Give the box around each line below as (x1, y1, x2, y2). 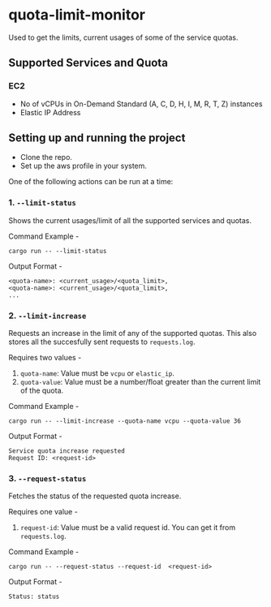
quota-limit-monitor (8, 6, 146, 24)
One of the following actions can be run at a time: (8, 177, 174, 187)
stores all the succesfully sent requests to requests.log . (8, 337, 196, 347)
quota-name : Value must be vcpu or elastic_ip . (19, 368, 174, 378)
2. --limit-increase (8, 310, 87, 321)
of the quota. (19, 385, 64, 395)
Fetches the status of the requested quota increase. (8, 491, 182, 501)
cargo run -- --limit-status (8, 247, 107, 255)
